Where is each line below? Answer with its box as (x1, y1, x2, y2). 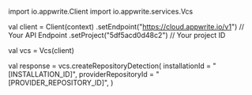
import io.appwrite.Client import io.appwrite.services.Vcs (8, 7, 194, 16)
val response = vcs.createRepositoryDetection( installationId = (8, 61, 212, 70)
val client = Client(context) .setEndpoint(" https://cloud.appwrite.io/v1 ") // (8, 22, 245, 31)
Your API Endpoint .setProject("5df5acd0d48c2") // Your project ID (8, 31, 226, 40)
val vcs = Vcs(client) (8, 46, 75, 55)
